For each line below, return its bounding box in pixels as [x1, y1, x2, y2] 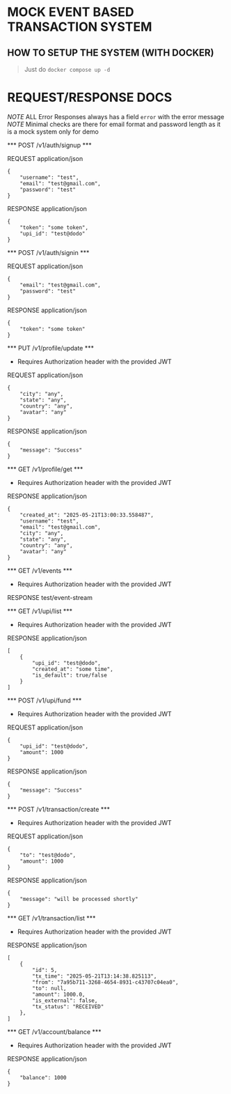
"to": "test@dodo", [19, 852, 77, 858]
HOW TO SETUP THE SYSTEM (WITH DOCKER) [7, 47, 214, 59]
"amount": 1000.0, [32, 991, 86, 998]
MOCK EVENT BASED [7, 4, 134, 20]
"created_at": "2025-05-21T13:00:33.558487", [19, 511, 154, 518]
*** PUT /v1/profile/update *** [7, 344, 95, 352]
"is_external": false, [32, 997, 98, 1004]
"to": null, [32, 985, 67, 992]
